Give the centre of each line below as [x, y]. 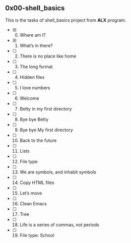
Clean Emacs [33, 203]
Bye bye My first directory [46, 130]
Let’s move [31, 193]
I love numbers [35, 88]
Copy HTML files [37, 182]
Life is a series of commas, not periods [59, 225]
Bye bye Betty [34, 119]
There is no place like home [48, 56]
